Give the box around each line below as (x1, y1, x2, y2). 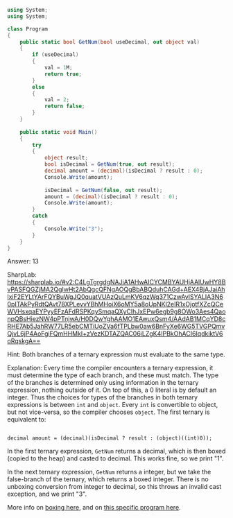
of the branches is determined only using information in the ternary (7, 379, 199, 387)
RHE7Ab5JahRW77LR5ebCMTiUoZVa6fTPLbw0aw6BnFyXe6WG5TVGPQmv (7, 322, 225, 331)
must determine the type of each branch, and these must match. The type (7, 371, 219, 379)
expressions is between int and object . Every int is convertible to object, (7, 401, 218, 409)
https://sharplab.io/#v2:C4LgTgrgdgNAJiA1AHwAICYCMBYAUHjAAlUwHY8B (7, 278, 226, 286)
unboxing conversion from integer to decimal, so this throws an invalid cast (7, 483, 222, 491)
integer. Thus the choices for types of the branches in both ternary (7, 393, 198, 402)
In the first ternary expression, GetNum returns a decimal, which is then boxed (7, 447, 226, 456)
